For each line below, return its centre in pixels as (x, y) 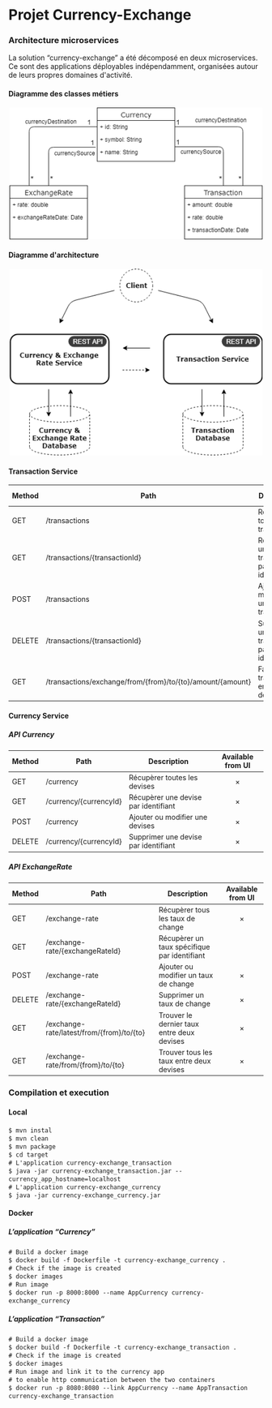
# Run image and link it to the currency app (86, 1372)
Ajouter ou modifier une (168, 818)
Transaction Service (43, 471)
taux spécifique (184, 947)
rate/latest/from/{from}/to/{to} (96, 1032)
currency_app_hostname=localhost (65, 1179)
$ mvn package (32, 1146)
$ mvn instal (30, 1130)
